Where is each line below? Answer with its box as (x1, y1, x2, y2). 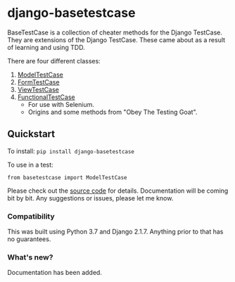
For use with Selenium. (27, 100, 95, 108)
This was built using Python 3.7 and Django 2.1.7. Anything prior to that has (7, 227, 224, 236)
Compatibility (7, 211, 55, 221)
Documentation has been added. (7, 269, 102, 277)
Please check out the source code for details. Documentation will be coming (7, 186, 229, 195)
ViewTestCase (17, 85, 60, 94)
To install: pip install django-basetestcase (7, 146, 135, 155)
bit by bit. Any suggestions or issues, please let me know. (7, 193, 174, 202)
